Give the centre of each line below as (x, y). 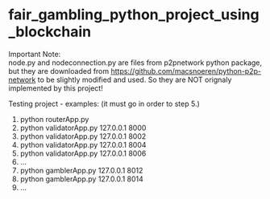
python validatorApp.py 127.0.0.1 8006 (83, 153)
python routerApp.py (54, 119)
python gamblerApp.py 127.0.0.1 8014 (81, 179)
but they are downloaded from (59, 71)
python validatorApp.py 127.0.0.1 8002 (83, 136)
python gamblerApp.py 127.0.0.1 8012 (81, 170)
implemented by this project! (56, 88)
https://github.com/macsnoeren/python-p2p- (186, 71)
